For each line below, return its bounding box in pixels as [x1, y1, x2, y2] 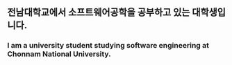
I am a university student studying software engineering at [7, 41, 210, 50]
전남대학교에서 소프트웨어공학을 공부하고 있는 [7, 6, 190, 19]
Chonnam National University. [7, 49, 111, 59]
